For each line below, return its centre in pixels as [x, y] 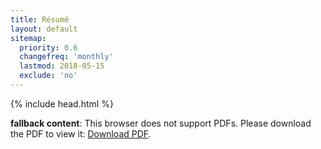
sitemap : [28, 38]
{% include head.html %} [62, 103]
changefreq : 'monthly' [66, 57]
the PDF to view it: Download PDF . [81, 133]
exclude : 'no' [48, 76]
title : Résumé [40, 19]
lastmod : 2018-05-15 [62, 66]
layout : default [44, 29]
